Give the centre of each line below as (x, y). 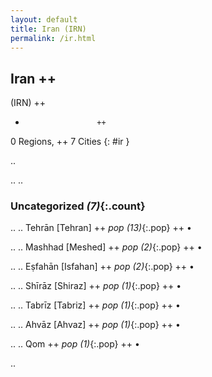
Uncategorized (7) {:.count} (78, 206)
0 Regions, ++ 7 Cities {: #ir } (70, 142)
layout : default (44, 19)
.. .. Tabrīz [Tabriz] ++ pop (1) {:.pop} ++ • (95, 305)
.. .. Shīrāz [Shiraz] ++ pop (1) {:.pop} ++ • (96, 286)
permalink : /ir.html (53, 38)
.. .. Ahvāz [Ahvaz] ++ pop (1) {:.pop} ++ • (95, 325)
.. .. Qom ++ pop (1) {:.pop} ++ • (75, 344)
